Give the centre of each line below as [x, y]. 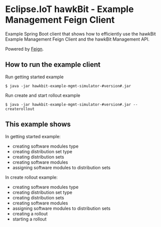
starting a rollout [29, 219]
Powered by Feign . [25, 49]
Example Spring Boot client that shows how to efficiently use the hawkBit [81, 34]
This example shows [38, 124]
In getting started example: [33, 136]
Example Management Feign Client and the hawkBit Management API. [77, 39]
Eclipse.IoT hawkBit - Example [69, 9]
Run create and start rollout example [43, 95]
